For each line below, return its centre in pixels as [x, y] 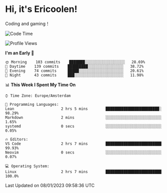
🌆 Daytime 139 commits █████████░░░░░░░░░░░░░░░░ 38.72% [74, 66]
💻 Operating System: [27, 166]
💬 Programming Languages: [32, 104]
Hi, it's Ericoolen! [41, 9]
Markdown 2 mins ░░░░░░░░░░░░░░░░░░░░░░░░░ [83, 117]
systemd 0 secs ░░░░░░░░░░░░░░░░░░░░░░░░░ [83, 126]
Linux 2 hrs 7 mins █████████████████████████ [83, 172]
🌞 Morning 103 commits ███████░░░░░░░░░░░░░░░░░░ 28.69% [75, 62]
